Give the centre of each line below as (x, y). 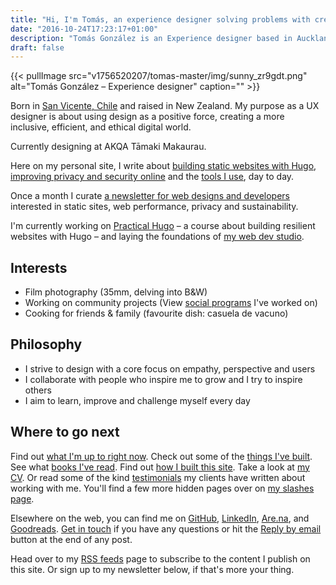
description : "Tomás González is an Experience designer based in (151, 38)
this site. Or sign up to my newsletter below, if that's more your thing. (152, 569)
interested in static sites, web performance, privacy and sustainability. (154, 207)
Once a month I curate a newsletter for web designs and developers (150, 196)
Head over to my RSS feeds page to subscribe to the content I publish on (160, 558)
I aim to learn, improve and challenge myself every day (137, 400)
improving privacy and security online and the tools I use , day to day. (152, 177)
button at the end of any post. (71, 539)
